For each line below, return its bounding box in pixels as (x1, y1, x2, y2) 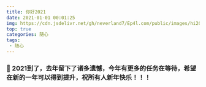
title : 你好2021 (6, 9, 46, 15)
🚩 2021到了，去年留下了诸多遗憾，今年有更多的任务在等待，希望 (6, 64, 197, 72)
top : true (6, 26, 32, 32)
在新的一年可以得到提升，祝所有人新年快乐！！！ (6, 73, 151, 82)
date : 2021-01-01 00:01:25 (6, 15, 75, 21)
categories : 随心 (6, 32, 49, 38)
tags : (6, 37, 20, 43)
